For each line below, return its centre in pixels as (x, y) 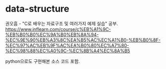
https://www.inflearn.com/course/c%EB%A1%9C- (58, 29)
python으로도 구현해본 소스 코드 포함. (43, 61)
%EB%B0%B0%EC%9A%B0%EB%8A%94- (52, 34)
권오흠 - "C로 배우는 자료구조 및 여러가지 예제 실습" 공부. (62, 23)
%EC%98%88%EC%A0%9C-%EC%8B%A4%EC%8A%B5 (68, 51)
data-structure (37, 9)
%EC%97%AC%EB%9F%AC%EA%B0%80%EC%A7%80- (67, 45)
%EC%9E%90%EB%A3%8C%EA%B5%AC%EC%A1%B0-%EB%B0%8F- (83, 40)
